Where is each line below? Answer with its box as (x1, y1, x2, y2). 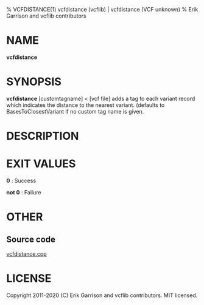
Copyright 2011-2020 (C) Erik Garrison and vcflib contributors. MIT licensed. (6, 292, 198, 299)
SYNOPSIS (6, 75, 62, 89)
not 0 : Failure (6, 189, 41, 196)
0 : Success (6, 177, 37, 184)
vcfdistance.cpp (6, 250, 47, 258)
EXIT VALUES (6, 157, 76, 171)
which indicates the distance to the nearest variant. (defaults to (6, 101, 165, 109)
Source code (6, 234, 56, 244)
